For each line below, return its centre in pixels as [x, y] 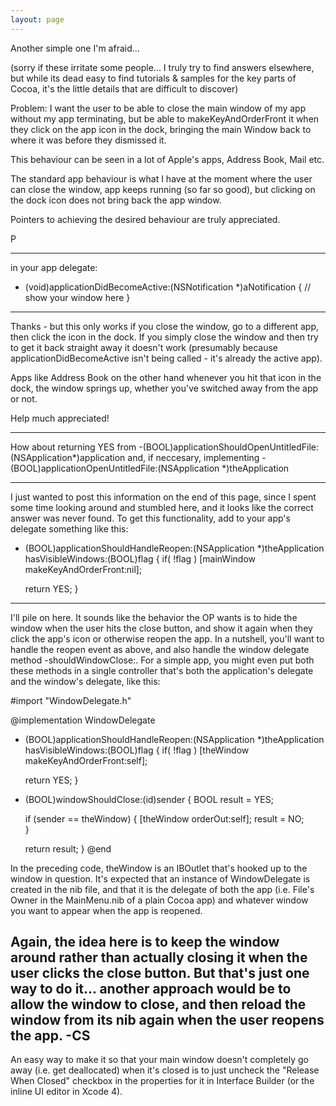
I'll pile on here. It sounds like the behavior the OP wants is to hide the [154, 617]
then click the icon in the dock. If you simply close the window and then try [164, 337]
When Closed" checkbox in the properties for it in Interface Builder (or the [162, 1081]
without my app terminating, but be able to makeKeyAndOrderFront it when [165, 118]
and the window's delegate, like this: [85, 681]
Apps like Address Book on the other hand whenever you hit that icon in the [166, 377]
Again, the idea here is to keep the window [145, 942]
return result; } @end [68, 848]
